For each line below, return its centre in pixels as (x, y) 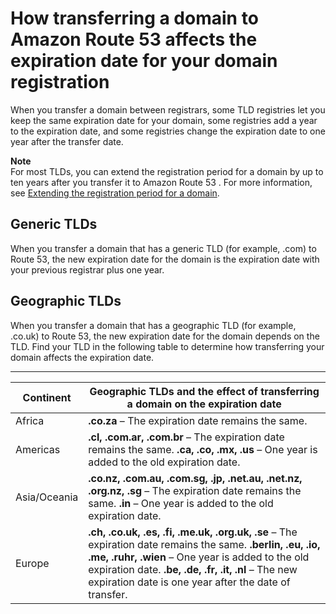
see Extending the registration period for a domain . (115, 193)
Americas (38, 449)
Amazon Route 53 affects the (134, 39)
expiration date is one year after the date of (189, 582)
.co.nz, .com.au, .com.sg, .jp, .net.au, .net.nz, (195, 478)
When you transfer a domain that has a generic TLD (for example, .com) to (163, 248)
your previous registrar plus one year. (87, 269)
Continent (47, 397)
